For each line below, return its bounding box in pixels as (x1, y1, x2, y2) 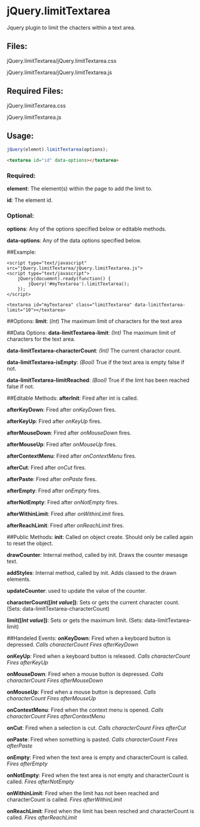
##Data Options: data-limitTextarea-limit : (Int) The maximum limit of (7, 329, 176, 336)
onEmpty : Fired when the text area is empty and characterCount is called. (7, 754, 189, 761)
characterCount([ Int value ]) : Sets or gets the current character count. (7, 599, 180, 606)
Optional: (7, 212, 35, 220)
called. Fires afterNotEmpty (7, 778, 74, 785)
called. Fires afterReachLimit (7, 814, 77, 821)
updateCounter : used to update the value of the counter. (7, 587, 146, 594)
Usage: (7, 130, 35, 141)
